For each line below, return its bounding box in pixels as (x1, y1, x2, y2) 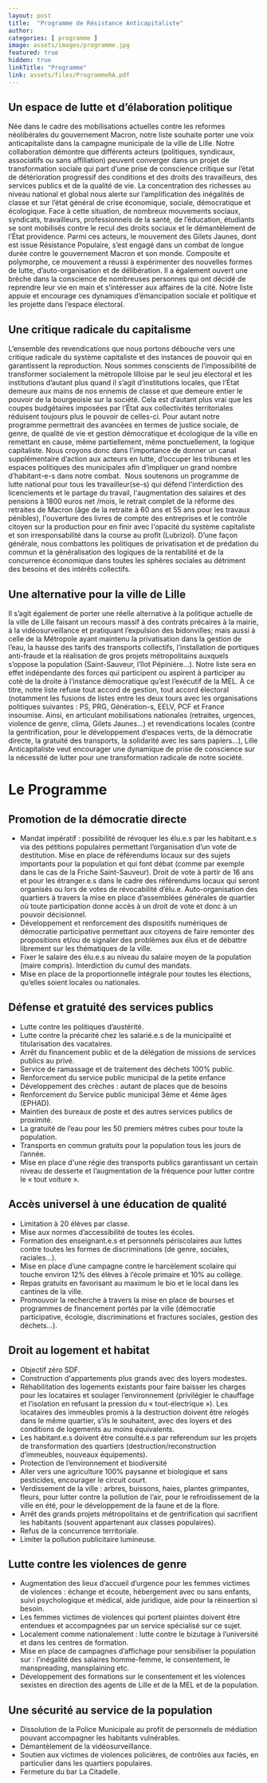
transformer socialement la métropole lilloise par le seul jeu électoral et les (8, 369, 253, 379)
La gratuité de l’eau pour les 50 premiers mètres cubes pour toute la (19, 1123, 244, 1133)
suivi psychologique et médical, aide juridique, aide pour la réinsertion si (19, 1596, 257, 1605)
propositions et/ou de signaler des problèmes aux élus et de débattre (19, 935, 247, 945)
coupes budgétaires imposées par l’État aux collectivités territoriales (8, 404, 234, 413)
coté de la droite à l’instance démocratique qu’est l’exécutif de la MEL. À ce (8, 677, 255, 686)
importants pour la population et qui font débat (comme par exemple (19, 859, 245, 869)
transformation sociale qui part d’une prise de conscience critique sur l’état (8, 164, 255, 174)
